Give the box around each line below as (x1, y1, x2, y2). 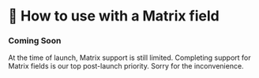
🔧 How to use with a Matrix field (8, 7, 220, 25)
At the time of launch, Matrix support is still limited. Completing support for (8, 53, 251, 62)
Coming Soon (8, 35, 62, 46)
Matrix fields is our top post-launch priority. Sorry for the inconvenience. (8, 61, 244, 71)
